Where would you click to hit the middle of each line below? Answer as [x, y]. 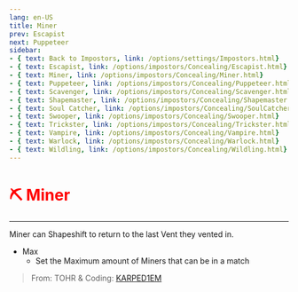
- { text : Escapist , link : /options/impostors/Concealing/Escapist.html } [149, 67]
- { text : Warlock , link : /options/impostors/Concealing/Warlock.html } [144, 141]
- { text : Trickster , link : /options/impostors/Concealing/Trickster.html [150, 125]
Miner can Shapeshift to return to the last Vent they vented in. [122, 234]
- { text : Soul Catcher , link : [67, 108]
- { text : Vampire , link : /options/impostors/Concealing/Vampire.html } [144, 133]
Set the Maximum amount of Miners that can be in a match [142, 260]
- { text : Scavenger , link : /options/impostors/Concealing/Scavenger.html [150, 91]
